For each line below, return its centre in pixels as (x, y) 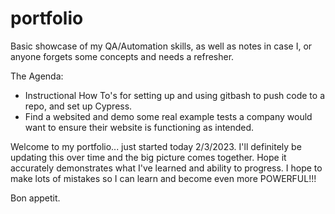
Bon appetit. (35, 198)
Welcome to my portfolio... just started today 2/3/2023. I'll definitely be (156, 146)
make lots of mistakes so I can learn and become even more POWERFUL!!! (163, 178)
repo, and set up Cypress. (78, 106)
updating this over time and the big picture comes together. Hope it (148, 157)
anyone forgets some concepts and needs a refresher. (122, 56)
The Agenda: (37, 76)
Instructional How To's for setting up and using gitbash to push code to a (174, 95)
